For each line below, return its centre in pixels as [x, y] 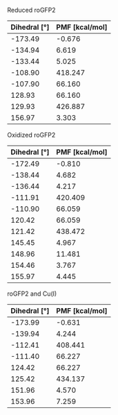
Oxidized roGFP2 [31, 135]
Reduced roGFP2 [32, 10]
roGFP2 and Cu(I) [32, 294]
